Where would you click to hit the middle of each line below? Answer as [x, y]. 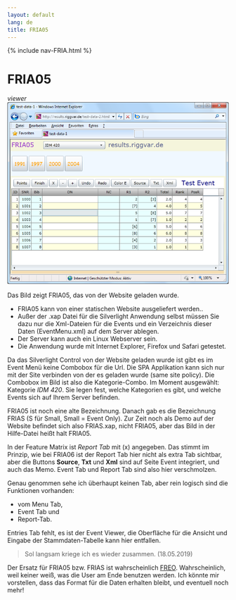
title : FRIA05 [28, 30]
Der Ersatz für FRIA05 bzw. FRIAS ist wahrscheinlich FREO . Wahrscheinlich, [117, 568]
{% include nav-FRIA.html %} [50, 51]
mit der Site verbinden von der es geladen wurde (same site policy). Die [111, 375]
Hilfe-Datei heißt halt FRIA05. [50, 434]
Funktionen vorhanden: [41, 491]
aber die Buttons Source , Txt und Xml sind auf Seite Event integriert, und [113, 462]
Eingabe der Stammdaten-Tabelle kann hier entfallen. [84, 540]
